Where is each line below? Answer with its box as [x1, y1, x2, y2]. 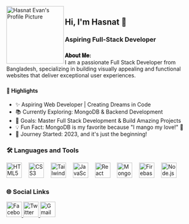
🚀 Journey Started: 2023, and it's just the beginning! [15, 130, 147, 137]
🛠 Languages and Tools [6, 146, 80, 155]
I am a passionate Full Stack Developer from [65, 59, 176, 66]
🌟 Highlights [6, 87, 39, 95]
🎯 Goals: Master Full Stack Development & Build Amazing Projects [15, 117, 182, 124]
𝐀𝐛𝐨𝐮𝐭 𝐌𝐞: [65, 52, 92, 60]
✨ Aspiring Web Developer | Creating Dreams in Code [15, 101, 151, 108]
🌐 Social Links [6, 187, 50, 196]
